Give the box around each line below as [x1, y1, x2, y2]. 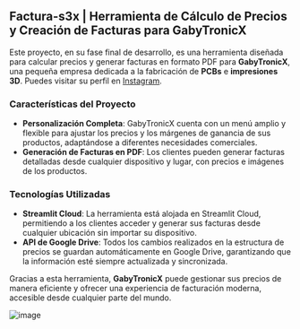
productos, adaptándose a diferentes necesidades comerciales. [21, 137, 258, 148]
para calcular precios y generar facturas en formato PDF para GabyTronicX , [9, 56, 291, 67]
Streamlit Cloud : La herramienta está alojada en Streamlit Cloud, [21, 208, 261, 220]
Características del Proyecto [9, 98, 136, 110]
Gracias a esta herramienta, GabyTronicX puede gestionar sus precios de [9, 273, 282, 284]
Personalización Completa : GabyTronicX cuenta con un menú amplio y [21, 118, 287, 129]
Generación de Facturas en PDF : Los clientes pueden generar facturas [21, 147, 285, 158]
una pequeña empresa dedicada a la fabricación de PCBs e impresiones [9, 65, 279, 76]
